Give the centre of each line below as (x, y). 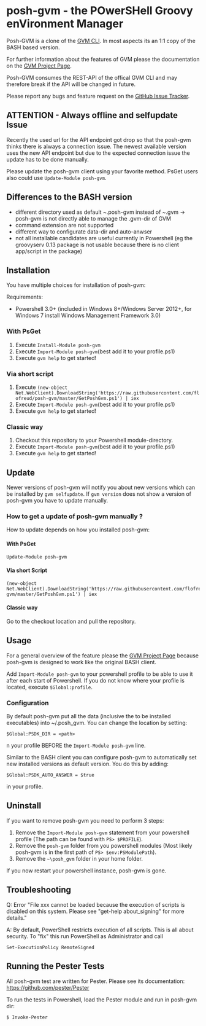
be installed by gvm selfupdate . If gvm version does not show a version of (99, 494)
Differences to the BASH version (69, 197)
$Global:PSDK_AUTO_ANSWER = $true (51, 775)
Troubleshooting (39, 890)
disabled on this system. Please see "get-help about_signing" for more (95, 911)
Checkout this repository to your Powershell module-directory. (94, 441)
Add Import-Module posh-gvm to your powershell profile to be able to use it (100, 674)
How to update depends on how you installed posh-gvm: (78, 530)
